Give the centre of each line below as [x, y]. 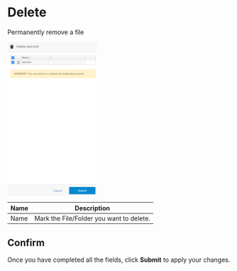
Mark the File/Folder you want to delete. [92, 218]
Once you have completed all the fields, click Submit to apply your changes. [119, 260]
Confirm [26, 243]
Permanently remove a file [46, 32]
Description [92, 208]
